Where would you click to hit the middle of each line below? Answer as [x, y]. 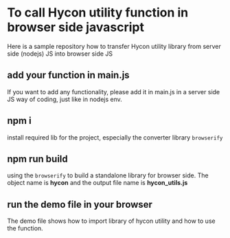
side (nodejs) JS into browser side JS [60, 54]
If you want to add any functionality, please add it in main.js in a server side [114, 91]
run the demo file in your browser [80, 204]
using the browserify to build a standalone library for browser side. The [108, 175]
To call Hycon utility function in [98, 13]
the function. [25, 228]
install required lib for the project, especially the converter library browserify [115, 137]
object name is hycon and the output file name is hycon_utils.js [97, 183]
